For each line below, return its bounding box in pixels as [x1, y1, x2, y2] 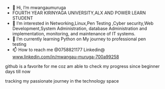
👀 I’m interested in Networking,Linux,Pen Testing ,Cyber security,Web [12, 20, 154, 26]
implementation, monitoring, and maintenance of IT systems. [12, 31, 135, 36]
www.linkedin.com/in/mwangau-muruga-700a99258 [12, 54, 119, 59]
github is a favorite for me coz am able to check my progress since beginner [5, 63, 160, 69]
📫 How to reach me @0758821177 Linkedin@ [12, 47, 105, 53]
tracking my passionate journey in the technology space [5, 78, 119, 84]
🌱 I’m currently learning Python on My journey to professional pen [12, 36, 146, 42]
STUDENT [12, 15, 33, 21]
